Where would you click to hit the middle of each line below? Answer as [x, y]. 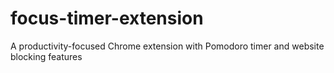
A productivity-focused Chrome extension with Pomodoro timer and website [167, 46]
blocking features [46, 56]
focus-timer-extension [107, 18]
